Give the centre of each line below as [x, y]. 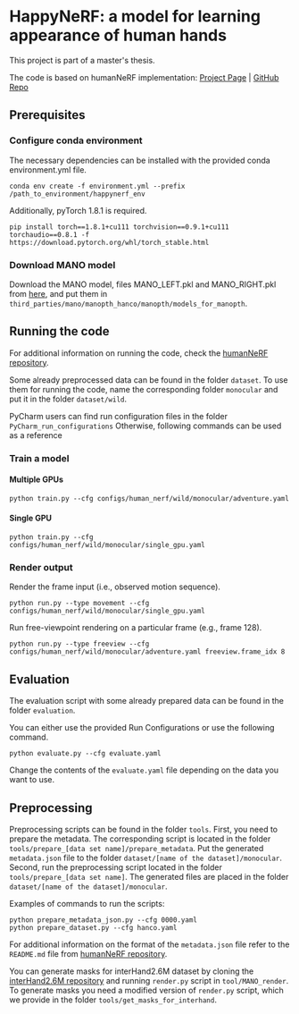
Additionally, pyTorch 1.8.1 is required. [78, 210]
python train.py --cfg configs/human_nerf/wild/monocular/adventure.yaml [149, 498]
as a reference [36, 435]
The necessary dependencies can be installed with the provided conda [140, 160]
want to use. [32, 780]
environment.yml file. [48, 169]
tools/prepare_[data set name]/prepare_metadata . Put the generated [137, 848]
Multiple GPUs [37, 479]
